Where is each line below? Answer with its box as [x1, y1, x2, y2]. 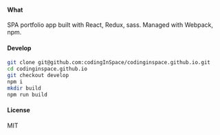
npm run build [7, 91, 48, 98]
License [7, 106, 31, 114]
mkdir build [7, 85, 41, 92]
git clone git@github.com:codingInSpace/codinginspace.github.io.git [7, 59, 211, 66]
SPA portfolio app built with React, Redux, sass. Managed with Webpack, [7, 21, 213, 29]
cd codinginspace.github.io [7, 65, 88, 72]
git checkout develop [7, 72, 69, 79]
